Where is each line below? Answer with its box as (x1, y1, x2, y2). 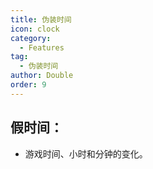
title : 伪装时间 (10, 14, 72, 25)
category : (10, 33, 52, 43)
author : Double (10, 71, 74, 81)
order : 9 (10, 80, 47, 90)
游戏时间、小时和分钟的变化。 (24, 147, 148, 160)
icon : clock (10, 24, 60, 34)
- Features (19, 42, 65, 53)
